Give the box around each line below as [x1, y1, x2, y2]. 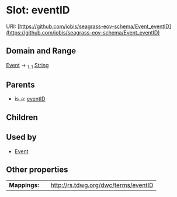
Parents [6, 80, 35, 89]
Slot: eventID [6, 4, 70, 17]
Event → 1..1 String [6, 61, 49, 70]
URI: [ [6, 23, 20, 30]
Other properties [6, 164, 68, 174]
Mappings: [9, 181, 40, 189]
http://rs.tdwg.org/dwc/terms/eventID [50, 181, 154, 189]
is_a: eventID [14, 95, 46, 102]
